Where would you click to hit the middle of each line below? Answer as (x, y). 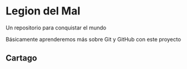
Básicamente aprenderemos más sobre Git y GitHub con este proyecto (93, 39)
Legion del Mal (43, 11)
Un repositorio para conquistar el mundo (56, 28)
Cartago (21, 58)
